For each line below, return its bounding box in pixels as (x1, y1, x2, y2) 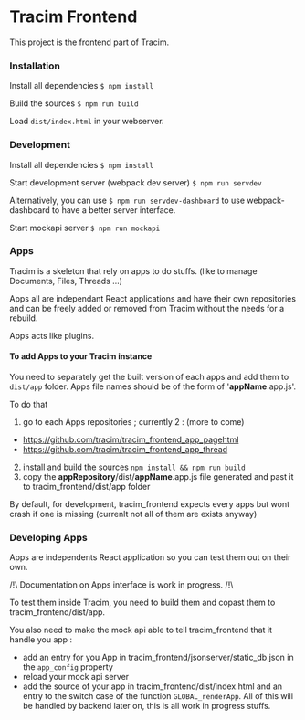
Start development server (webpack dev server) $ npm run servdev (9, 176, 262, 188)
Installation (9, 59, 61, 72)
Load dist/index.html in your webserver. (9, 116, 164, 127)
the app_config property (22, 662, 114, 672)
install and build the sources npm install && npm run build (22, 461, 246, 472)
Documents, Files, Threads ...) (9, 275, 123, 286)
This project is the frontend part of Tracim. (9, 37, 170, 48)
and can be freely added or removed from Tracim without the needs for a (9, 302, 285, 313)
